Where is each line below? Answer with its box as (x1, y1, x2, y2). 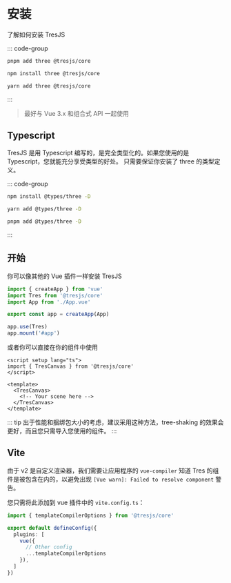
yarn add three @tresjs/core (7, 82, 91, 90)
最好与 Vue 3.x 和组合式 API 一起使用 (23, 109, 129, 117)
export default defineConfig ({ (7, 524, 97, 531)
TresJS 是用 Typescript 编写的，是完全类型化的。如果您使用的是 (7, 149, 190, 157)
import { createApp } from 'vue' (7, 286, 103, 293)
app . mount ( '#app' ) (7, 330, 60, 337)
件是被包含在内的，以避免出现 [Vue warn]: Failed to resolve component (7, 475, 214, 483)
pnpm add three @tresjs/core (7, 57, 91, 64)
